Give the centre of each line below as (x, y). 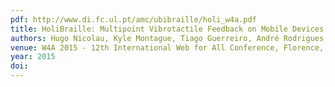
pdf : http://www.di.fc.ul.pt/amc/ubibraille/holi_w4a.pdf (133, 19)
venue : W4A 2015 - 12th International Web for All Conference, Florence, (167, 47)
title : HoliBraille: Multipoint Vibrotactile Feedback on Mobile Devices (167, 29)
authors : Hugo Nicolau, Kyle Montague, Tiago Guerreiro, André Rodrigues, (169, 38)
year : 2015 (33, 57)
